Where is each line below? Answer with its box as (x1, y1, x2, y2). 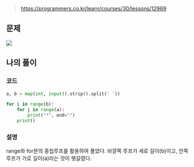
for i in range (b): (6, 101, 54, 107)
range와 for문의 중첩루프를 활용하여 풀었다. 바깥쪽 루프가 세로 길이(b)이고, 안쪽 (6, 148, 189, 155)
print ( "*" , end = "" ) (27, 112, 76, 119)
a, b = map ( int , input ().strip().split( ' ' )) (6, 91, 120, 97)
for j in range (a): (17, 107, 65, 113)
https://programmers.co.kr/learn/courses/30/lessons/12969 (20, 5, 167, 12)
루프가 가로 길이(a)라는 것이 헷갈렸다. (6, 155, 92, 162)
